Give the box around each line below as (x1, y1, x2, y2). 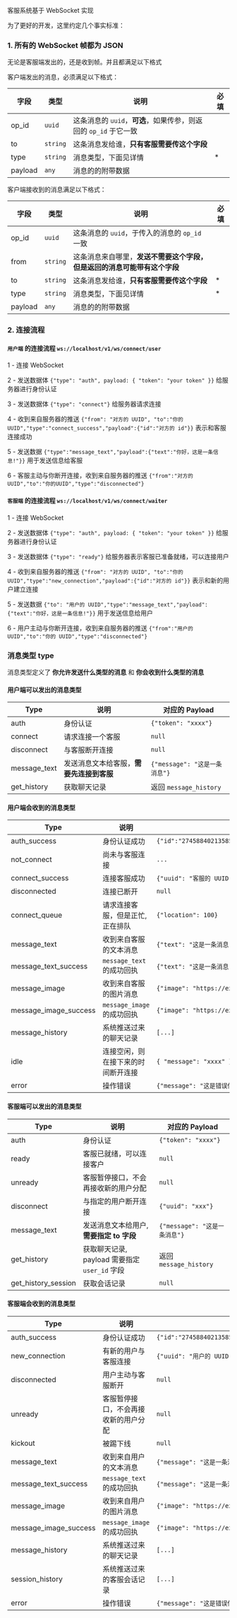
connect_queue (11, 910, 63, 920)
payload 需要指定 (83, 1254, 140, 1264)
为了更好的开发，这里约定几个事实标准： (7, 21, 125, 30)
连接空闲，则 (102, 1047, 145, 1057)
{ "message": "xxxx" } (156, 1057, 233, 1066)
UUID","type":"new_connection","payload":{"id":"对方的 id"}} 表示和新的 (7, 576, 224, 585)
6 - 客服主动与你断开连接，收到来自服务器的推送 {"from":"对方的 (7, 472, 194, 480)
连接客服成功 (102, 874, 145, 884)
